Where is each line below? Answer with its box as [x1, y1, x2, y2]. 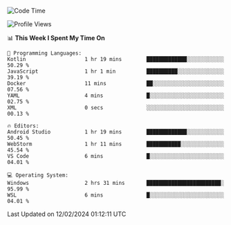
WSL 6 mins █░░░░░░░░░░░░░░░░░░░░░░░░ [7, 192, 225, 199]
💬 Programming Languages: [7, 50, 82, 57]
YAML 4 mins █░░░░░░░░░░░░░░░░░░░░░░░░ [7, 92, 225, 99]
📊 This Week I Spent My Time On [7, 34, 105, 42]
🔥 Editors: [7, 123, 39, 129]
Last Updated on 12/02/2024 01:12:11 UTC [7, 210, 127, 218]
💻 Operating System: [7, 172, 69, 179]
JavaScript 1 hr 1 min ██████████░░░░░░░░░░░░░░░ [7, 68, 225, 75]
